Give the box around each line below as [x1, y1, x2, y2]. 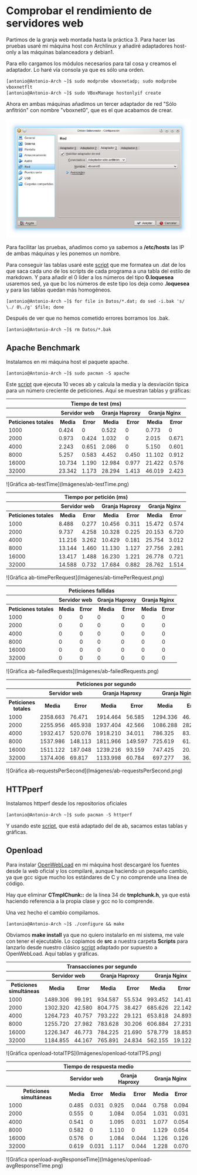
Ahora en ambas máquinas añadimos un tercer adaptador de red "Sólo [6, 100, 177, 107]
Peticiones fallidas [68, 587, 115, 594]
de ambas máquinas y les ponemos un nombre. [6, 250, 121, 257]
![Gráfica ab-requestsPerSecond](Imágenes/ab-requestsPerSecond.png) [6, 767, 183, 774]
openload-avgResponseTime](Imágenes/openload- [28, 1156, 152, 1163]
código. [6, 880, 25, 887]
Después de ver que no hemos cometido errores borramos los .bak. [6, 314, 170, 322]
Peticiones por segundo [76, 681, 137, 688]
